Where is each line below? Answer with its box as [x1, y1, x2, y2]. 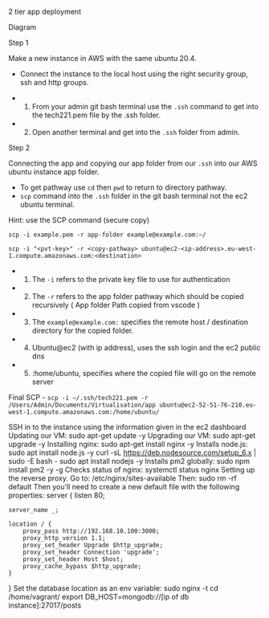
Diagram [8, 23, 37, 31]
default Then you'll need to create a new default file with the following [8, 482, 240, 491]
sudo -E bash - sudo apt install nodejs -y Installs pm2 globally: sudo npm [8, 456, 251, 465]
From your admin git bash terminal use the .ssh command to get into [31, 102, 259, 111]
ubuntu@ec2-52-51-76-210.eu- [159, 401, 257, 409]
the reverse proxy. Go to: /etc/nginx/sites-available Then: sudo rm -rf [8, 473, 237, 483]
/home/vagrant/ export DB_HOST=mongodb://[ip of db [8, 592, 190, 601]
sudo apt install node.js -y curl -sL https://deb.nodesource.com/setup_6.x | [8, 448, 257, 457]
